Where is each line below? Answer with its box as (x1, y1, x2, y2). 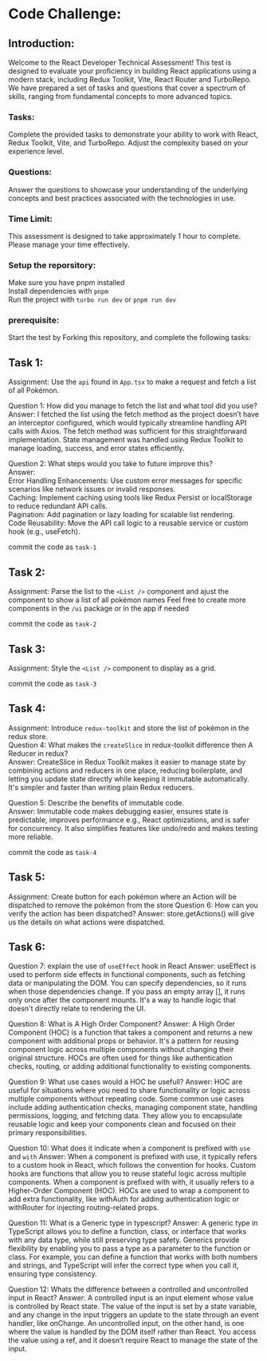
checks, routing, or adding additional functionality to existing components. (8, 1062, 253, 1071)
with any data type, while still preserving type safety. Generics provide (8, 1235, 240, 1245)
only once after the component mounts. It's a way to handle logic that (8, 995, 237, 1005)
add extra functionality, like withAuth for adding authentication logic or (8, 1194, 240, 1204)
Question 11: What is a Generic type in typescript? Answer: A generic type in (8, 1218, 258, 1228)
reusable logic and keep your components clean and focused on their (8, 1119, 237, 1130)
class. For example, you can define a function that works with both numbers (8, 1252, 258, 1262)
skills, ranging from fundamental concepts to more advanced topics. (8, 92, 233, 101)
